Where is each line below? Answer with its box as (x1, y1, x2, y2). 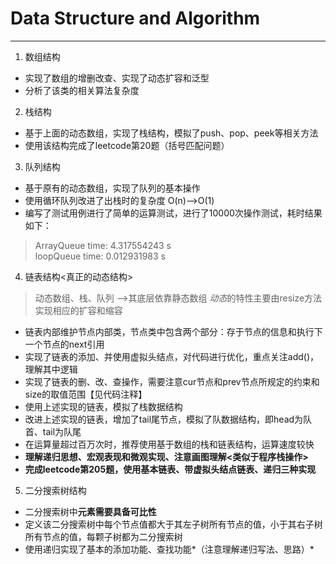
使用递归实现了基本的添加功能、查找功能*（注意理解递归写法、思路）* (24, 543, 315, 555)
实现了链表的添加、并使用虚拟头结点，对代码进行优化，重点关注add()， (24, 350, 320, 362)
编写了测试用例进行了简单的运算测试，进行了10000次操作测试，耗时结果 (24, 207, 323, 219)
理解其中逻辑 (24, 363, 78, 375)
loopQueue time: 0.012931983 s (34, 250, 166, 262)
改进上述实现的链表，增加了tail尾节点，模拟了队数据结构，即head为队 (24, 413, 313, 425)
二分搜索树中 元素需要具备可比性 (24, 505, 157, 517)
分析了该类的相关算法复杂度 (24, 84, 140, 96)
